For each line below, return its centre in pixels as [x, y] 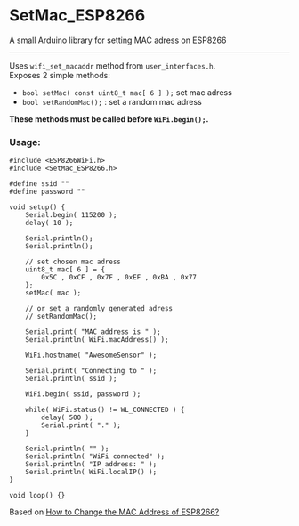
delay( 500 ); [67, 418]
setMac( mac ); [53, 293]
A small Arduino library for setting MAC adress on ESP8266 [118, 40]
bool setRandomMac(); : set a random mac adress [112, 101]
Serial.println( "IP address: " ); [91, 465]
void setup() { [37, 207]
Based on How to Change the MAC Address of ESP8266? [114, 512]
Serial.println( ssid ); [71, 379]
